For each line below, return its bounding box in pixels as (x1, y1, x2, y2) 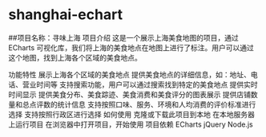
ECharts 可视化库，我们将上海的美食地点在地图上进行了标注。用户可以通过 (8, 42, 255, 53)
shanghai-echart (8, 6, 123, 24)
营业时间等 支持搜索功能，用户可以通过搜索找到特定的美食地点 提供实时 (22, 80, 258, 89)
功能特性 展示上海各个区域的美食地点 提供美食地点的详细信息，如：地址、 (8, 69, 251, 79)
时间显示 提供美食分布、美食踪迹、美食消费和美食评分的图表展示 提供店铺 (8, 89, 251, 99)
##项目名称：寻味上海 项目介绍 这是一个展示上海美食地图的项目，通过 (8, 33, 239, 42)
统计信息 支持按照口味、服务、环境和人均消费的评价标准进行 (57, 100, 256, 109)
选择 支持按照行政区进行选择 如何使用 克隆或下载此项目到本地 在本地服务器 (8, 109, 255, 119)
